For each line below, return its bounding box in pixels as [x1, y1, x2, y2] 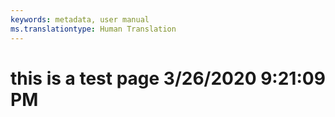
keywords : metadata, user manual [10, 14, 150, 25]
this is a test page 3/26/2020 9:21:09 [10, 67, 326, 90]
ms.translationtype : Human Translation [10, 24, 177, 34]
